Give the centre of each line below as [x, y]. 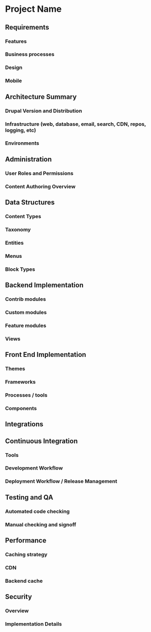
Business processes [30, 54]
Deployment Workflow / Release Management [61, 481]
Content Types [23, 216]
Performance [26, 540]
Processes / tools [26, 395]
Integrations [24, 424]
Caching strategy [26, 554]
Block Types [20, 269]
